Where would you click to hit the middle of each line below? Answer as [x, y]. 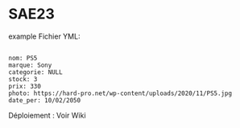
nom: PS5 [23, 58]
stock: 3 [23, 79]
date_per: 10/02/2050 [45, 100]
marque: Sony [30, 65]
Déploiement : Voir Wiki [47, 115]
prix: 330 [25, 86]
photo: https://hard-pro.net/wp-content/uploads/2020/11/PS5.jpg [120, 93]
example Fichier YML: [44, 36]
